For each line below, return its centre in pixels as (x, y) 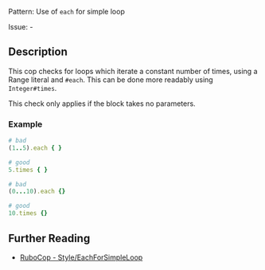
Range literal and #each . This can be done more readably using (111, 80)
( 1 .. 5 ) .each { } (35, 148)
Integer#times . (33, 88)
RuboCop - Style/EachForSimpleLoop (81, 257)
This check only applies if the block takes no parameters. (102, 104)
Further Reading (49, 238)
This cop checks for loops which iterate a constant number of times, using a (133, 71)
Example (25, 124)
